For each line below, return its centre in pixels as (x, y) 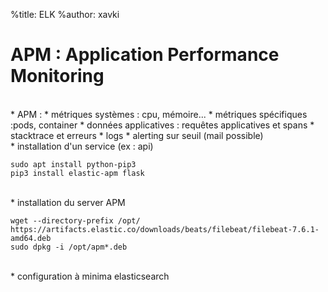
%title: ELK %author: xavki (65, 14)
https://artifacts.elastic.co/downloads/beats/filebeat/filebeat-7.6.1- (165, 229)
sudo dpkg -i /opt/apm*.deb (69, 247)
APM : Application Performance (145, 55)
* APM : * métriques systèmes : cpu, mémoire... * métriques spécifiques (159, 114)
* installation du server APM (68, 202)
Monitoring (57, 76)
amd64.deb (31, 238)
